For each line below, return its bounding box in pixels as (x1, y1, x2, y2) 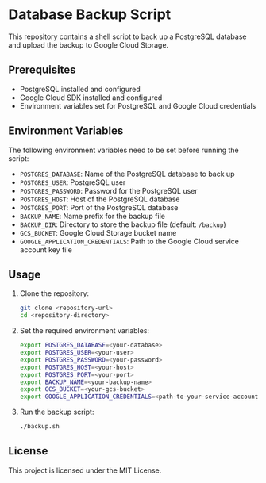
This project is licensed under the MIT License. (8, 466, 162, 475)
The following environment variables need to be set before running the (8, 145, 240, 155)
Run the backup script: (19, 407, 94, 417)
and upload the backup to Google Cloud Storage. (8, 40, 169, 49)
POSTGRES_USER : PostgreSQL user (19, 177, 126, 187)
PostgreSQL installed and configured (19, 84, 141, 94)
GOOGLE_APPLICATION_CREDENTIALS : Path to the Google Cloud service (19, 236, 240, 246)
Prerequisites (8, 63, 76, 77)
